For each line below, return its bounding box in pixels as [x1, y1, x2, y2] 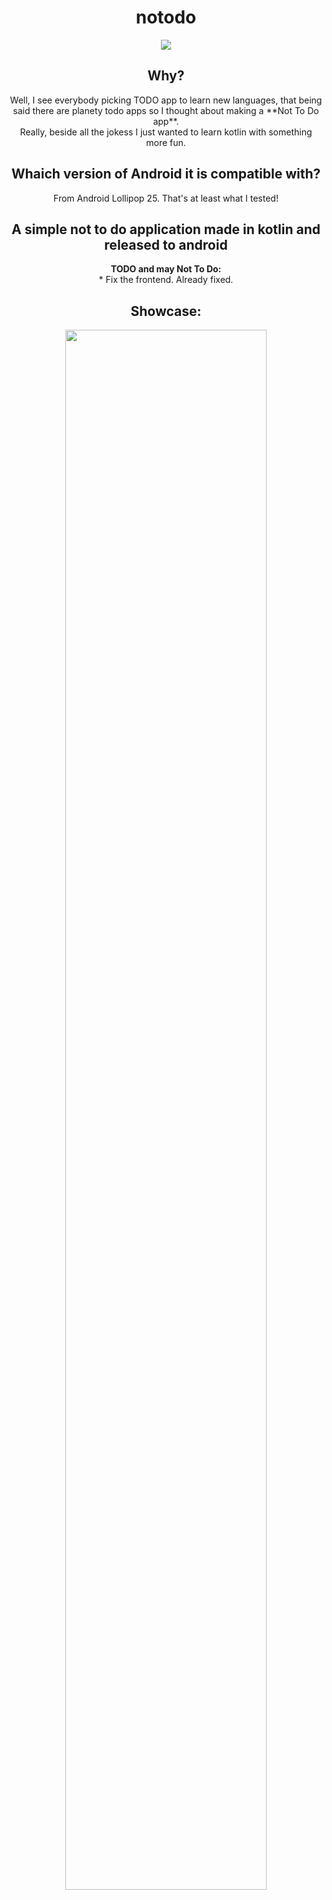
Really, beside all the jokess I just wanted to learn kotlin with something [19, 126, 313, 138]
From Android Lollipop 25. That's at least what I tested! [53, 192, 279, 204]
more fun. [146, 136, 186, 148]
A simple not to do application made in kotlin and [11, 221, 321, 238]
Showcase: [130, 302, 202, 320]
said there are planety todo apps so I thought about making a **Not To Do [12, 104, 320, 116]
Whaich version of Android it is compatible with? [11, 166, 321, 183]
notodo [135, 6, 197, 29]
